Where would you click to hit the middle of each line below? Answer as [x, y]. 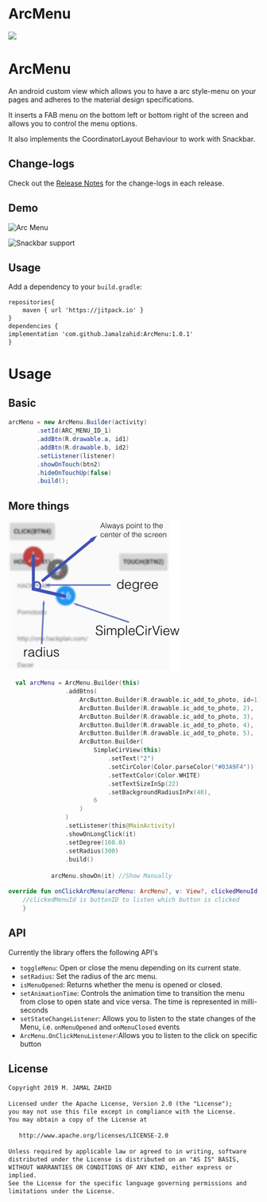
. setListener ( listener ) [76, 456]
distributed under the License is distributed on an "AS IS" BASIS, [124, 1160]
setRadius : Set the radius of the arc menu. [88, 976]
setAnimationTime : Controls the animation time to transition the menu [132, 993]
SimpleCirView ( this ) [127, 750]
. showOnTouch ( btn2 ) [69, 464]
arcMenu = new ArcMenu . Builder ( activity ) [78, 423]
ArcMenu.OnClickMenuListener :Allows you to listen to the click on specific [139, 1035]
